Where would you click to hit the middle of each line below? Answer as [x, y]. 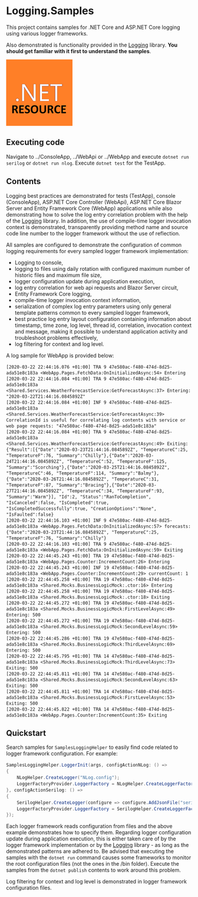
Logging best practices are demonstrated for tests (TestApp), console [91, 195]
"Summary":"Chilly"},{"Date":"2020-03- [105, 456]
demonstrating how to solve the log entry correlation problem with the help [97, 214]
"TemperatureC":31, [136, 479]
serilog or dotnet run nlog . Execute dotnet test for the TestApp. [86, 163]
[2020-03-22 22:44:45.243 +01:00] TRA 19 [58, 556]
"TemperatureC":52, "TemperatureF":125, [117, 461]
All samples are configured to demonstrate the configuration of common [94, 245]
